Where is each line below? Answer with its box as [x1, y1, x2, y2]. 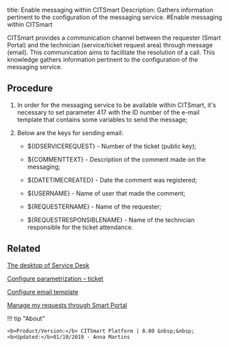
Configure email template [7, 287, 79, 296]
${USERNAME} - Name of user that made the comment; [27, 189, 186, 198]
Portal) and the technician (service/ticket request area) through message [7, 41, 213, 49]
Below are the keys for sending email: [16, 128, 123, 136]
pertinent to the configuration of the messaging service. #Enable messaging [7, 13, 223, 21]
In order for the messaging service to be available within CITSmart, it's [16, 101, 217, 109]
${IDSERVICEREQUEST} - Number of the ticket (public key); [27, 142, 197, 150]
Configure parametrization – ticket [7, 274, 104, 283]
